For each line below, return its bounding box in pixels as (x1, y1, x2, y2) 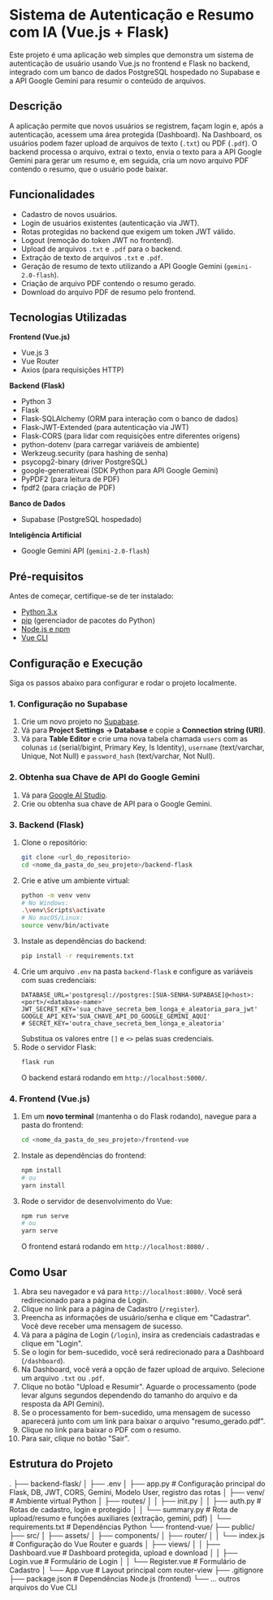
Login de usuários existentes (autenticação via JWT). (20, 218, 200, 228)
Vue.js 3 (20, 348, 50, 358)
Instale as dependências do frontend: (20, 1150, 147, 1160)
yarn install (20, 1181, 66, 1189)
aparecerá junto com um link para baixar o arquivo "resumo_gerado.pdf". (20, 1416, 266, 1426)
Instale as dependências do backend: (20, 937, 147, 946)
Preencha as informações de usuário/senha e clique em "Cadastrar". (20, 1313, 251, 1322)
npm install (20, 1166, 62, 1174)
